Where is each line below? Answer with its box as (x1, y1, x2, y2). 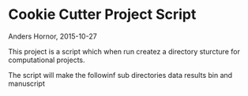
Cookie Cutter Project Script (8, 6, 197, 24)
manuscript (8, 79, 46, 88)
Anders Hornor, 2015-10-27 (8, 31, 97, 41)
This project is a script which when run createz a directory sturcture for (8, 46, 241, 56)
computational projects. (8, 55, 85, 65)
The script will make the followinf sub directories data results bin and (8, 70, 233, 79)
